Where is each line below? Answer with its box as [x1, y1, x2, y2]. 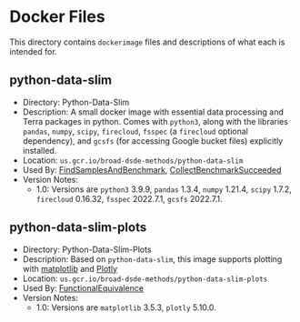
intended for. [9, 45, 57, 56]
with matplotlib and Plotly [22, 263, 118, 274]
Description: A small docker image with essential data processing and [22, 106, 285, 117]
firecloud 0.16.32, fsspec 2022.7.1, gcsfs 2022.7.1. [35, 193, 223, 204]
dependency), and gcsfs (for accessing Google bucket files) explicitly [22, 135, 284, 146]
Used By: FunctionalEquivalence [22, 282, 144, 293]
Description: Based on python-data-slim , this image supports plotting [22, 253, 283, 265]
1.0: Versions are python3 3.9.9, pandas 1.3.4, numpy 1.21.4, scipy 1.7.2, [35, 184, 293, 195]
